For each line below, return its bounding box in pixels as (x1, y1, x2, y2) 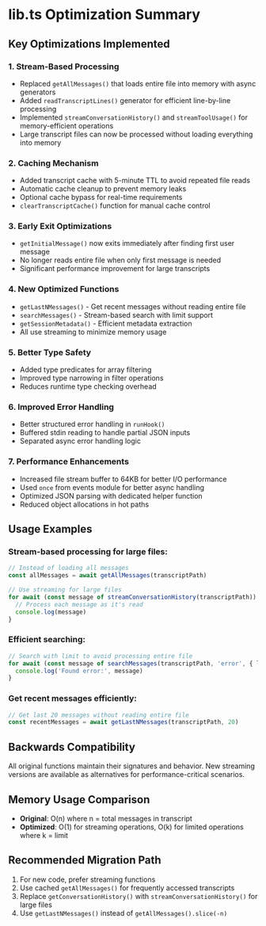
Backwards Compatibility (8, 740, 136, 754)
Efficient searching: (8, 634, 85, 645)
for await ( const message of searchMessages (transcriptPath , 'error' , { (8, 660, 253, 668)
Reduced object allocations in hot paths (19, 499, 149, 509)
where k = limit (19, 830, 69, 840)
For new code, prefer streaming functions (19, 874, 156, 884)
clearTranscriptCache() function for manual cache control (19, 201, 211, 211)
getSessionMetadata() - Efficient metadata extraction (19, 319, 192, 328)
